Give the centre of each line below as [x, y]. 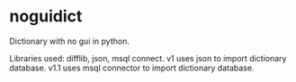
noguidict [46, 16]
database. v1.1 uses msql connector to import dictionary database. [132, 68]
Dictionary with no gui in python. [70, 41]
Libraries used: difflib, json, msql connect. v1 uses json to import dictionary [148, 58]
